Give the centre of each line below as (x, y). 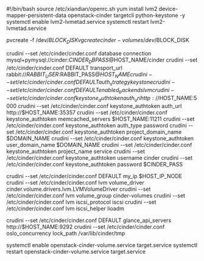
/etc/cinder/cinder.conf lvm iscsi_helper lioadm (65, 208)
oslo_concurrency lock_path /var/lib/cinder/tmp (66, 233)
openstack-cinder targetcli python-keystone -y (127, 15)
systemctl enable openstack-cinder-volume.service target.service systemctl (102, 245)
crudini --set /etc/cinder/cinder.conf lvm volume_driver (75, 182)
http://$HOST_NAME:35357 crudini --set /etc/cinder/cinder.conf (87, 112)
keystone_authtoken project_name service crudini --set (76, 151)
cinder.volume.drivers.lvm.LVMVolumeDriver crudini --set (79, 189)
